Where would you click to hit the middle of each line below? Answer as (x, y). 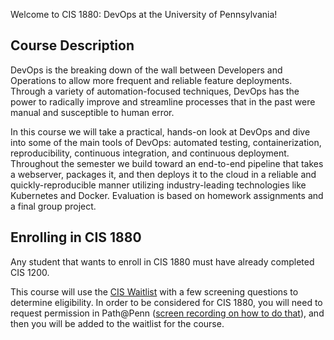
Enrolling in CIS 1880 (76, 237)
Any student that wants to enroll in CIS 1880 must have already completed (162, 261)
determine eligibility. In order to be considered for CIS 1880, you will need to (166, 302)
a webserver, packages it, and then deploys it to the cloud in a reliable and (163, 174)
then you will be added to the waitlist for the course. (117, 323)
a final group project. (53, 206)
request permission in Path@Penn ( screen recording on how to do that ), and (167, 313)
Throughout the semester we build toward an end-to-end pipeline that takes (167, 163)
